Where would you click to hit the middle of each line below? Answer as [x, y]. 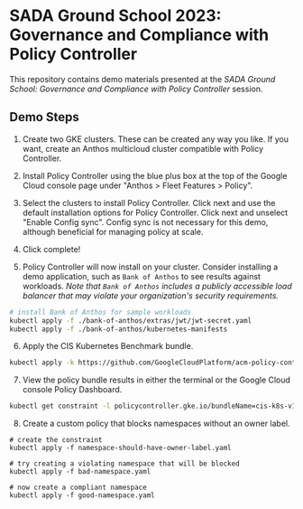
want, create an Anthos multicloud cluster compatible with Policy [143, 148]
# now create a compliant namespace [78, 488]
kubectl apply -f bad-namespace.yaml [80, 472]
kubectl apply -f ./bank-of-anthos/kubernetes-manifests [119, 329]
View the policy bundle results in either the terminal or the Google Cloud [156, 380]
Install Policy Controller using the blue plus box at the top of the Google [155, 175]
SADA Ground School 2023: [115, 16]
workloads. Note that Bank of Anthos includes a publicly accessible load [157, 286]
